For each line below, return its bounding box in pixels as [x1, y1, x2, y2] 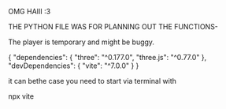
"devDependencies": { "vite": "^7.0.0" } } [8, 61, 139, 70]
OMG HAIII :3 [8, 7, 51, 16]
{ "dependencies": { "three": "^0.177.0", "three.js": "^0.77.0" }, [8, 53, 207, 62]
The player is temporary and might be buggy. [8, 37, 155, 47]
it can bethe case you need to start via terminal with [8, 77, 177, 85]
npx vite [8, 92, 34, 101]
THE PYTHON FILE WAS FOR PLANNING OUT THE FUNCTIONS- [8, 22, 219, 31]
